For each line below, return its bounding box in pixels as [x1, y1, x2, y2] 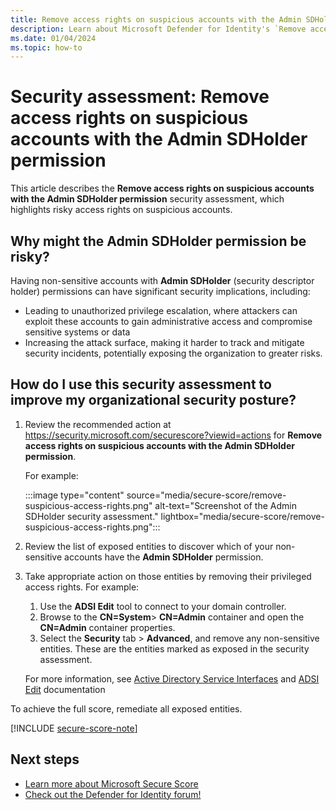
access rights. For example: [24, 581, 140, 593]
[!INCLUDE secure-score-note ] [10, 722, 138, 734]
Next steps [10, 751, 80, 768]
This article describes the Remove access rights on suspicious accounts [10, 182, 315, 195]
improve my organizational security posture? [10, 392, 297, 409]
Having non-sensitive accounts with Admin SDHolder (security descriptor [10, 275, 315, 286]
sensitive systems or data [24, 326, 131, 338]
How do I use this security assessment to [10, 376, 272, 393]
